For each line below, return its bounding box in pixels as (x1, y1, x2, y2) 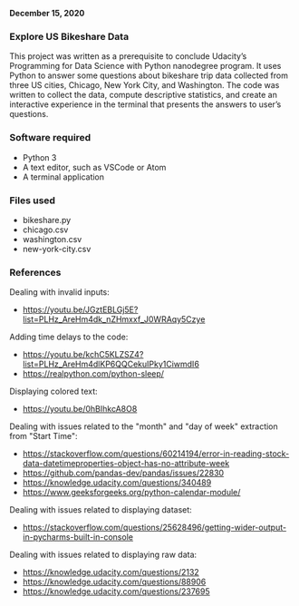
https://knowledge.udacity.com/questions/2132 (22, 567, 199, 578)
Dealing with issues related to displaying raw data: (9, 549, 198, 561)
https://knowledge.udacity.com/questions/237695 (22, 586, 210, 597)
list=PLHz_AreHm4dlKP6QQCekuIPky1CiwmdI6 (22, 358, 199, 370)
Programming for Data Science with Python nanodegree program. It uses (9, 61, 282, 72)
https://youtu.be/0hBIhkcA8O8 (22, 404, 138, 415)
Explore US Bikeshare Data (9, 30, 130, 43)
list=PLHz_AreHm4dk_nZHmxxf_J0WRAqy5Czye (22, 314, 206, 325)
